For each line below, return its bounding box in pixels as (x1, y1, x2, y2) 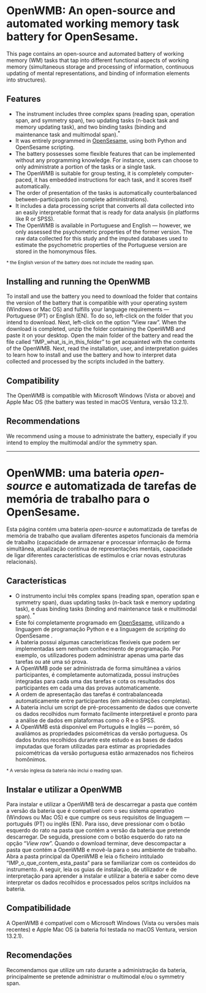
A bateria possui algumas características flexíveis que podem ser (15, 639, 180, 646)
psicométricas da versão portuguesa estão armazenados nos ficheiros (15, 749, 194, 757)
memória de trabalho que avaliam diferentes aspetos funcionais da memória (6, 531, 199, 539)
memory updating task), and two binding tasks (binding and (15, 123, 167, 131)
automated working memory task (6, 17, 180, 31)
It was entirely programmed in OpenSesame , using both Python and (15, 137, 187, 145)
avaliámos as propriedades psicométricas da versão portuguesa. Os (15, 730, 188, 737)
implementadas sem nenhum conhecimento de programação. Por (15, 645, 181, 653)
